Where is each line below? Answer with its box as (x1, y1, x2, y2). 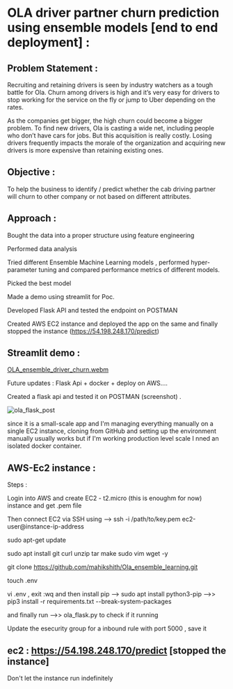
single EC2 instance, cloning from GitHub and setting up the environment (7, 427, 217, 435)
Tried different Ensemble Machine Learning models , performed (7, 258, 190, 266)
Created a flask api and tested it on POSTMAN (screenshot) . (7, 393, 182, 401)
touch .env (7, 577, 38, 585)
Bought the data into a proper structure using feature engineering (7, 231, 195, 239)
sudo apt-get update (7, 536, 66, 545)
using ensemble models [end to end (7, 20, 218, 36)
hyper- (191, 258, 211, 266)
